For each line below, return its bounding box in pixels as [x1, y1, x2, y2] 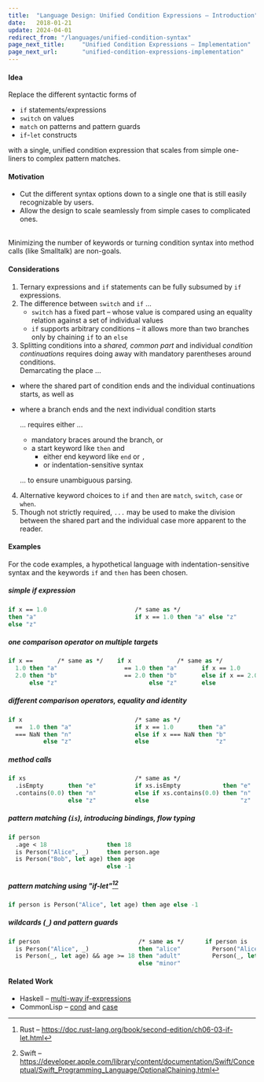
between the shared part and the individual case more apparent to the [19, 515, 247, 525]
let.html [19, 1033, 45, 1043]
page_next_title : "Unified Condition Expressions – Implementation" [8, 41, 251, 49]
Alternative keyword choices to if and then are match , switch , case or [19, 490, 244, 500]
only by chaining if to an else [31, 332, 128, 342]
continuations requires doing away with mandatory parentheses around [19, 349, 251, 358]
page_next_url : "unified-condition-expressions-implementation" [8, 48, 244, 56]
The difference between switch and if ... [19, 298, 152, 308]
